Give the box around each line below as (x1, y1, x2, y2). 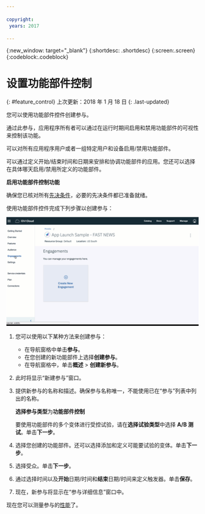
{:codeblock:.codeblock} (6, 53, 69, 61)
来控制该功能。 (6, 132, 44, 139)
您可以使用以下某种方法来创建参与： (15, 333, 107, 340)
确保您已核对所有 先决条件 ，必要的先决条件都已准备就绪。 (6, 192, 151, 199)
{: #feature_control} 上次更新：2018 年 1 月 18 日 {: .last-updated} (6, 98, 170, 105)
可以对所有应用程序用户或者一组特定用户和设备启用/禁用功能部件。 (6, 145, 174, 153)
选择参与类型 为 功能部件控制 (15, 407, 85, 415)
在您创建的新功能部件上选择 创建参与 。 (24, 353, 121, 361)
